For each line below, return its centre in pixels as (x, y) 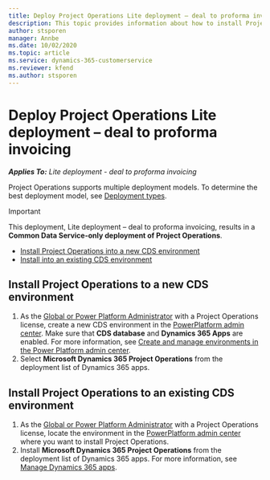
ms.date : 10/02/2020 (43, 46)
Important (25, 211)
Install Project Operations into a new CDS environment (110, 250)
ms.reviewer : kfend (41, 68)
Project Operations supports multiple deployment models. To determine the (133, 187)
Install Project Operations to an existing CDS (121, 393)
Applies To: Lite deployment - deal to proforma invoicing (102, 171)
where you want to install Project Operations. (94, 441)
